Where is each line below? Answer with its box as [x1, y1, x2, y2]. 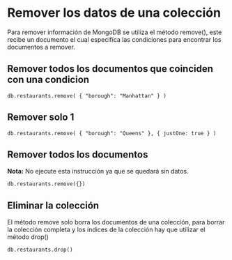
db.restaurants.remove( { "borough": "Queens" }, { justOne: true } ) [7, 130, 217, 137]
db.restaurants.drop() [7, 246, 73, 254]
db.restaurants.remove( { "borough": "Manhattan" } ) [7, 92, 167, 99]
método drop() [7, 233, 49, 241]
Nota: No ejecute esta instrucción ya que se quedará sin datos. [7, 167, 190, 176]
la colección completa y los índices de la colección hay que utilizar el [7, 225, 206, 234]
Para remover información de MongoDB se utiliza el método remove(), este [7, 28, 222, 36]
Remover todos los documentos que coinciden [7, 63, 214, 75]
